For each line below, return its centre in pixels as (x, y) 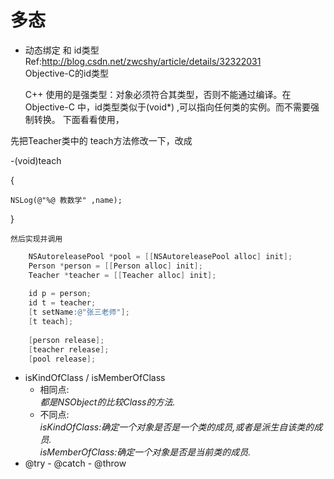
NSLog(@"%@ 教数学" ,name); (66, 200)
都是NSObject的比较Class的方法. (107, 402)
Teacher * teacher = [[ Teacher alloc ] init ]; (122, 275)
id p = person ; (60, 294)
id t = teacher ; (62, 303)
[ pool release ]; (62, 359)
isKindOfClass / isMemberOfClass (95, 378)
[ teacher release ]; (69, 349)
